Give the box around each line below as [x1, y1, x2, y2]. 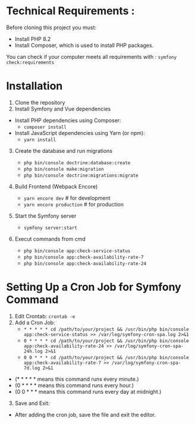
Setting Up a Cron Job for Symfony [6, 281, 181, 294]
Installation [6, 79, 63, 93]
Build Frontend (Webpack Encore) [14, 183, 98, 190]
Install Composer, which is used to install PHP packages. [14, 42, 154, 49]
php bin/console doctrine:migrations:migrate [23, 172, 139, 178]
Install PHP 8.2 [14, 35, 51, 42]
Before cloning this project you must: [6, 24, 97, 31]
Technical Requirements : [6, 4, 135, 18]
